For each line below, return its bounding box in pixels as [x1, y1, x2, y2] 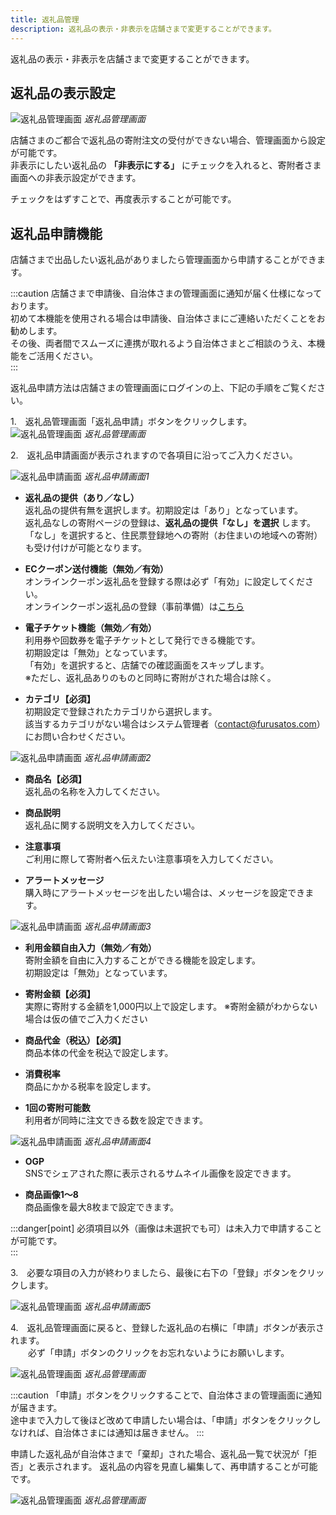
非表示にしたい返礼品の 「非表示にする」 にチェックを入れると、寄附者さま [10, 159, 322, 171]
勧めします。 [10, 325, 63, 337]
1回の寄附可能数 [24, 1102, 91, 1114]
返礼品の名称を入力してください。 [24, 786, 165, 798]
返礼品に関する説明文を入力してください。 [24, 819, 200, 831]
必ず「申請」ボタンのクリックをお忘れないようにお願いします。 [27, 1347, 290, 1359]
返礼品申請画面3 [83, 921, 152, 933]
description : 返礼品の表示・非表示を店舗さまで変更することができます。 [10, 24, 277, 34]
